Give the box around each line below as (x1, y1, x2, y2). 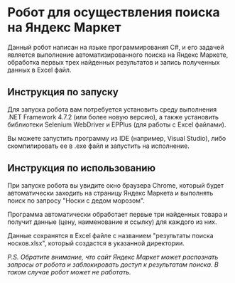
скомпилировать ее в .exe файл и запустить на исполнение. (7, 141, 190, 150)
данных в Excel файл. (7, 65, 72, 74)
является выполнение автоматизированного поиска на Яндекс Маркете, (7, 50, 229, 59)
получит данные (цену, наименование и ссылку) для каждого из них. (7, 218, 218, 226)
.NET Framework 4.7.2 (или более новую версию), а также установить (7, 112, 219, 121)
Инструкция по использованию (7, 162, 156, 174)
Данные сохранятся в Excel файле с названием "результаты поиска (7, 231, 214, 240)
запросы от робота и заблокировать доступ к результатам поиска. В (7, 260, 219, 269)
